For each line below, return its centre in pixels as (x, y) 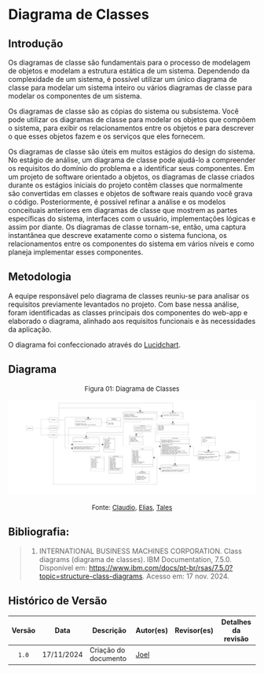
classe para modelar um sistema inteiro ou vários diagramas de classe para (130, 87)
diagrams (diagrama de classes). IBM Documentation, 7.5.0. (135, 559)
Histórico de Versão (58, 601)
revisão (236, 639)
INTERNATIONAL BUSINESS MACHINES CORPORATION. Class (140, 551)
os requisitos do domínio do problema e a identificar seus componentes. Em (131, 168)
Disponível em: (63, 567)
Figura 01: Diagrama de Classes (132, 389)
